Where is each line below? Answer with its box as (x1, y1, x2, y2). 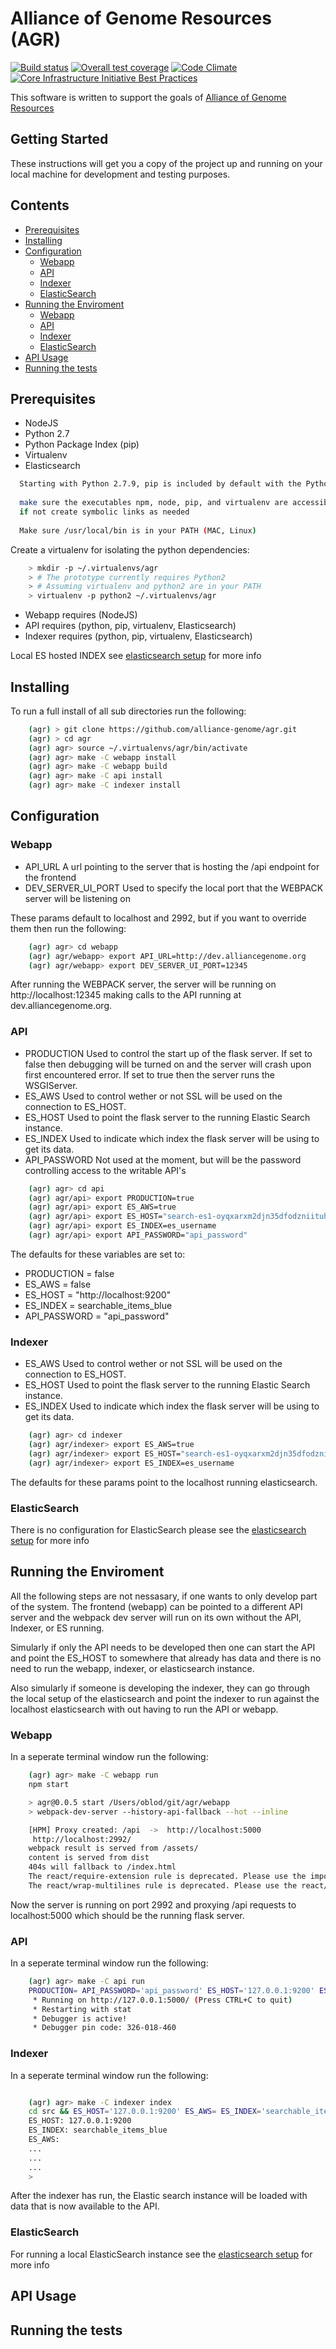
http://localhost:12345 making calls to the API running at (10, 989, 242, 1001)
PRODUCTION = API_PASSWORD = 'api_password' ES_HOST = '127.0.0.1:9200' (28, 1985, 315, 1996)
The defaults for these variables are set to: (10, 1248, 186, 1260)
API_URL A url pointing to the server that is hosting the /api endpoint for (24, 860, 320, 872)
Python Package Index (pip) (24, 438, 140, 451)
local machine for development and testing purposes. (10, 168, 231, 180)
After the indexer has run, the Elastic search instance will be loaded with (10, 2190, 308, 2202)
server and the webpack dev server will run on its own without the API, (10, 1611, 302, 1623)
